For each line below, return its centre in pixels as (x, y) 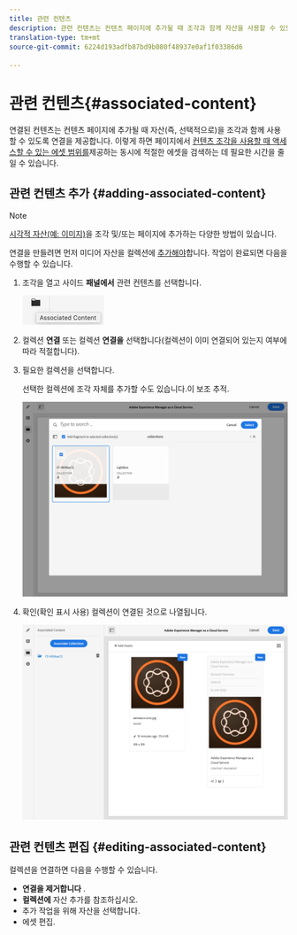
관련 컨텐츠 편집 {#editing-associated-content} (138, 847)
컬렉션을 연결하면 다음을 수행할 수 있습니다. (84, 870)
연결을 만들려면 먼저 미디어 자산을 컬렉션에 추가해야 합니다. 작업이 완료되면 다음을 (148, 252)
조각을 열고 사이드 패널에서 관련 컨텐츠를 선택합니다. (111, 282)
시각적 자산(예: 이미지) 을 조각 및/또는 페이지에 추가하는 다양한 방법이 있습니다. (143, 234)
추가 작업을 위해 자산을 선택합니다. (81, 911)
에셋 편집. (38, 922)
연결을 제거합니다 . (54, 889)
